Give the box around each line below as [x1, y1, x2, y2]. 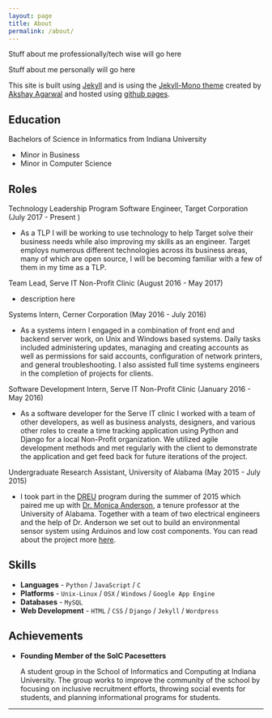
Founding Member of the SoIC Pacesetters [19, 651, 167, 660]
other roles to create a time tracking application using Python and [19, 426, 239, 435]
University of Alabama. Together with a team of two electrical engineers [19, 509, 261, 518]
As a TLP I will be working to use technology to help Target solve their [19, 228, 253, 238]
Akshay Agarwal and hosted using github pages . [8, 89, 170, 99]
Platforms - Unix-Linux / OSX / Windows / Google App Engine [19, 588, 215, 598]
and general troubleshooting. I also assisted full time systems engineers [19, 360, 260, 369]
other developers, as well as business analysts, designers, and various [19, 417, 256, 427]
